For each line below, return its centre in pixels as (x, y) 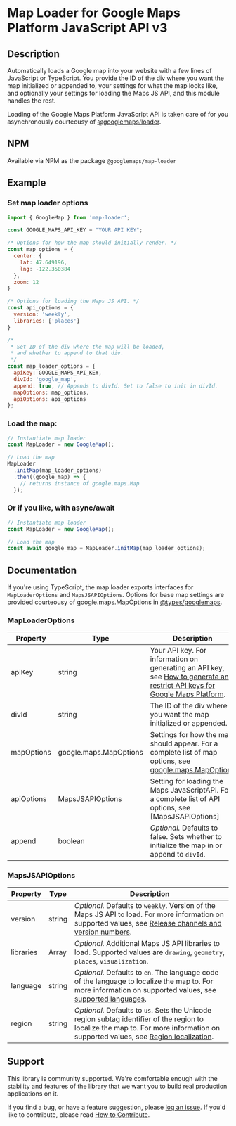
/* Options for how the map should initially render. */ (92, 243)
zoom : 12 (26, 282)
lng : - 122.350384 (45, 269)
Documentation (42, 570)
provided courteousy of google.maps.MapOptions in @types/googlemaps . (115, 602)
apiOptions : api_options (50, 399)
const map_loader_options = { (52, 366)
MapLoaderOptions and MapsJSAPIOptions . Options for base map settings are (116, 595)
